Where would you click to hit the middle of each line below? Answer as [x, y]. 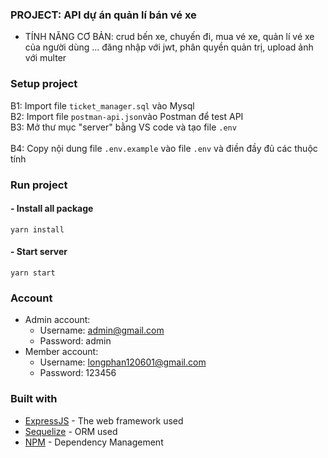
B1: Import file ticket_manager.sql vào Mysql [102, 105]
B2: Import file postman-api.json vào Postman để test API [127, 116]
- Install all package [52, 209]
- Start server [39, 252]
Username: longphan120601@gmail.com [123, 362]
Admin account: [57, 320]
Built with [34, 399]
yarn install [37, 229]
